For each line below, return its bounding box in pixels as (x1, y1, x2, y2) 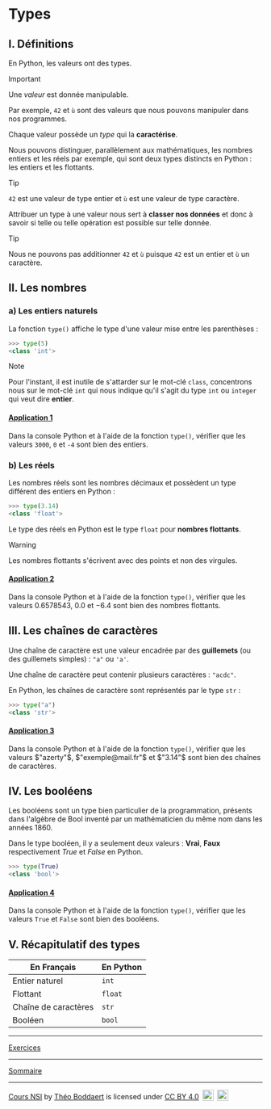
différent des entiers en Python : (8, 486, 115, 496)
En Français (30, 962, 77, 973)
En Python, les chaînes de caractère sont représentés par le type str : (8, 685, 241, 695)
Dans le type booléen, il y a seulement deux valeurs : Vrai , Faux (8, 838, 221, 848)
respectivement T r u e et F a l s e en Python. (8, 847, 144, 857)
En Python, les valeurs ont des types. (8, 58, 132, 68)
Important (8, 74, 41, 83)
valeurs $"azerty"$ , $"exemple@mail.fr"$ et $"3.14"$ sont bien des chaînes (8, 752, 261, 762)
